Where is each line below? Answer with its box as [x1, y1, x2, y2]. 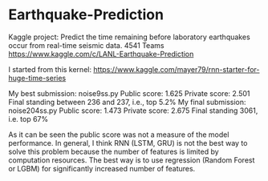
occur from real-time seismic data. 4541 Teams [8, 40, 164, 50]
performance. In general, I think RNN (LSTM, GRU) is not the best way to [8, 138, 248, 147]
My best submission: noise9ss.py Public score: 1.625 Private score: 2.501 [8, 88, 250, 98]
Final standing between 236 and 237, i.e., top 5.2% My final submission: [8, 97, 246, 107]
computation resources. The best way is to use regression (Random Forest [8, 155, 255, 165]
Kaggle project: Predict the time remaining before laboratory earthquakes [8, 32, 250, 42]
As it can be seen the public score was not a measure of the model [8, 130, 229, 139]
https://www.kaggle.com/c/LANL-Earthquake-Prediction [8, 49, 194, 58]
